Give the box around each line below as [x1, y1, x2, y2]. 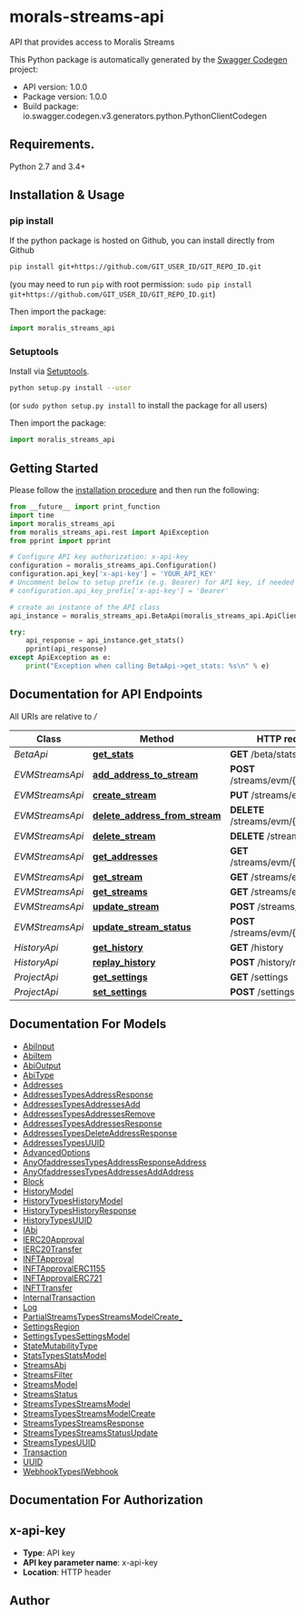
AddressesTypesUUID [22, 1137, 105, 1148]
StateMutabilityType [22, 1340, 98, 1351]
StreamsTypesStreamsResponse [22, 1417, 144, 1428]
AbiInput [22, 1040, 54, 1052]
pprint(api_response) [25, 644, 107, 654]
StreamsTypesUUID [22, 1437, 97, 1448]
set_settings [92, 985, 147, 998]
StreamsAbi [22, 1359, 66, 1370]
